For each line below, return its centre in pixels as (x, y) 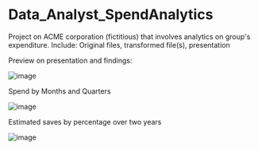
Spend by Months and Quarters (60, 91)
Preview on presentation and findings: (70, 60)
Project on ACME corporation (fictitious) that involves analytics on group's (129, 37)
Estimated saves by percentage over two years (85, 121)
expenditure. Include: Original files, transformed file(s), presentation (119, 44)
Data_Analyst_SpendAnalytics (111, 15)
